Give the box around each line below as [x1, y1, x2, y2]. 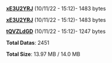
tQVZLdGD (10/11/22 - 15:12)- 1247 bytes [6, 28, 106, 35]
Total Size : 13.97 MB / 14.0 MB [6, 51, 81, 58]
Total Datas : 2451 [6, 39, 50, 46]
